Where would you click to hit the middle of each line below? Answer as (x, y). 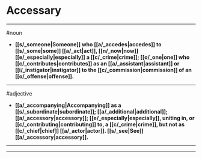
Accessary (34, 11)
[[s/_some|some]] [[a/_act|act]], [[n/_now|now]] (77, 50)
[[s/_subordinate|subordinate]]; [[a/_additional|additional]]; (91, 111)
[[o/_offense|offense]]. (44, 76)
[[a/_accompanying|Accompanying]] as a (68, 105)
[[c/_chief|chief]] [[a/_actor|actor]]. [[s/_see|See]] (79, 130)
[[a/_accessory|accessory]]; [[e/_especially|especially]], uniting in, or (105, 118)
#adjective (19, 93)
